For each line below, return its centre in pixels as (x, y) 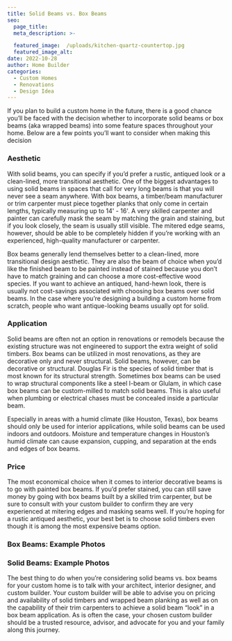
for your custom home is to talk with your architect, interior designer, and (111, 585)
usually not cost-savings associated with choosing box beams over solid (111, 291)
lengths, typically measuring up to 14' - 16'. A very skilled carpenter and (110, 210)
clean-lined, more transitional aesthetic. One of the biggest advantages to (113, 181)
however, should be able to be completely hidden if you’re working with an (114, 233)
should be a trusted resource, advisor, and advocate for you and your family (116, 623)
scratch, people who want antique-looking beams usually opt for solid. (108, 306)
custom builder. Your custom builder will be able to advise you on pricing (111, 593)
